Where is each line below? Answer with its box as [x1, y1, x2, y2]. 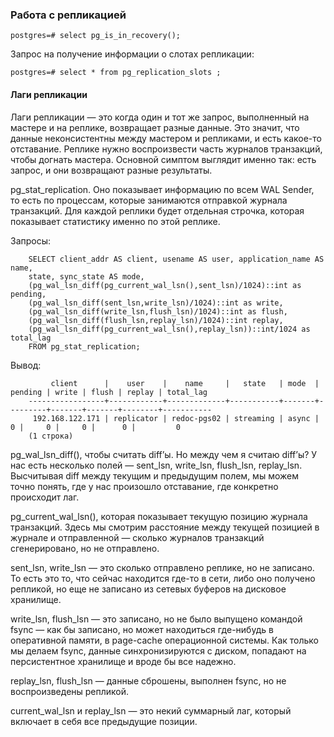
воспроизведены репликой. [10, 685, 130, 697]
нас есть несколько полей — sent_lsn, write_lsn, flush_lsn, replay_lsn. [10, 459, 303, 471]
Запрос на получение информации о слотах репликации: [10, 48, 255, 60]
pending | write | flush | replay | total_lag [10, 387, 208, 397]
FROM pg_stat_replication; [28, 341, 141, 352]
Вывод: [10, 359, 42, 371]
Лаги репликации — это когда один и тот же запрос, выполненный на [10, 111, 310, 123]
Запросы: [10, 234, 52, 247]
